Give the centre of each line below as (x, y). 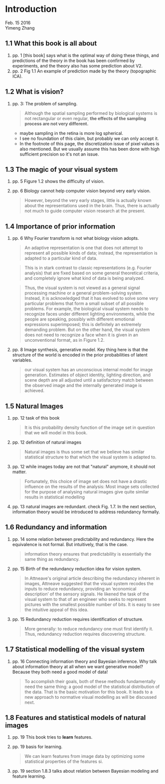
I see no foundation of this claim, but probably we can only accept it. (89, 138)
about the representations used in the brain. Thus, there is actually (92, 206)
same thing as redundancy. (52, 559)
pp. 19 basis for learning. (37, 747)
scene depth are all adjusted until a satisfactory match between (89, 380)
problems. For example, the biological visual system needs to (86, 309)
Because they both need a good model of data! (60, 672)
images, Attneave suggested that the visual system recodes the (89, 583)
